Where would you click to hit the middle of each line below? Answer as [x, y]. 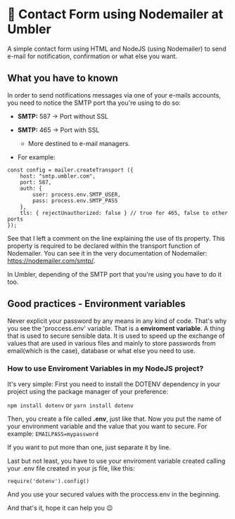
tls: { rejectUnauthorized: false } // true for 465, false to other [124, 213]
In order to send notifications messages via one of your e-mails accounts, [114, 95]
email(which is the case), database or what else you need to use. [101, 350]
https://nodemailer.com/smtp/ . [51, 261]
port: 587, [36, 182]
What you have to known [63, 78]
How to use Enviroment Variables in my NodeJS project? [106, 369]
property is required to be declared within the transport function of [104, 246]
